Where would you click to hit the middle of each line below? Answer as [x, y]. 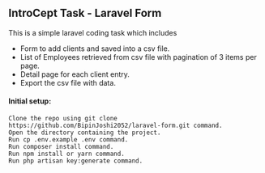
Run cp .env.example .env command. [68, 140]
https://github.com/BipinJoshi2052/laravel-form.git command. [115, 126]
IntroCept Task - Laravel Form [85, 13]
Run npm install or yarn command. [67, 154]
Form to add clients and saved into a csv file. [95, 49]
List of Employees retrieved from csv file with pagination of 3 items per [138, 57]
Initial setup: [30, 101]
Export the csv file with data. [68, 82]
